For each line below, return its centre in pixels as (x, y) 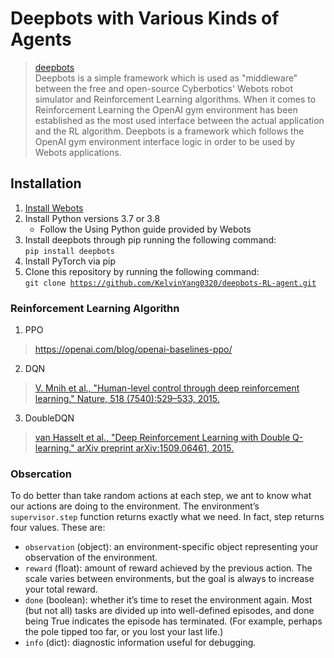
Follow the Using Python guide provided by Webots (145, 229)
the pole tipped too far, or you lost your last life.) (124, 632)
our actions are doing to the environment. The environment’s (135, 506)
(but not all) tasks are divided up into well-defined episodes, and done (169, 611)
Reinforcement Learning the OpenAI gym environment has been (166, 109)
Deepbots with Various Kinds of (145, 18)
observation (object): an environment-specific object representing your (171, 547)
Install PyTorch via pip (70, 261)
